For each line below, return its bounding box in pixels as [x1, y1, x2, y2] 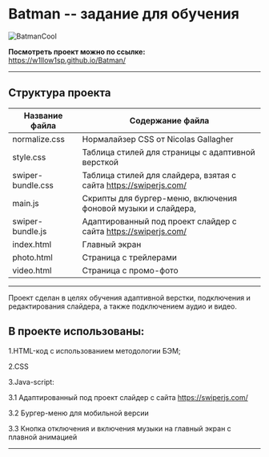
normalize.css [12, 133, 66, 144]
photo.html [12, 252, 54, 263]
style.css [12, 152, 46, 163]
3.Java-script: [8, 377, 54, 386]
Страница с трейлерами [82, 252, 178, 263]
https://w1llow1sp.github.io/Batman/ [8, 55, 126, 65]
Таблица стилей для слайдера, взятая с [82, 169, 237, 180]
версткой [82, 156, 118, 168]
